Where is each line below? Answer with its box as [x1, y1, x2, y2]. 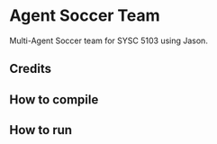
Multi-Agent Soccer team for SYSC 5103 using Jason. [9, 35, 209, 46]
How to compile [9, 92, 99, 107]
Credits [9, 61, 52, 76]
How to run [9, 122, 73, 138]
